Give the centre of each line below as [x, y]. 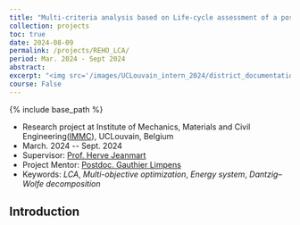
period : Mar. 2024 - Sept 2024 [67, 59]
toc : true [28, 34]
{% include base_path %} [56, 109]
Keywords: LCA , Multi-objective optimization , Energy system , [135, 174]
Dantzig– [266, 174]
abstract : [28, 68]
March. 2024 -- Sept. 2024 [72, 146]
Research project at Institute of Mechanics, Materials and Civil [136, 127]
